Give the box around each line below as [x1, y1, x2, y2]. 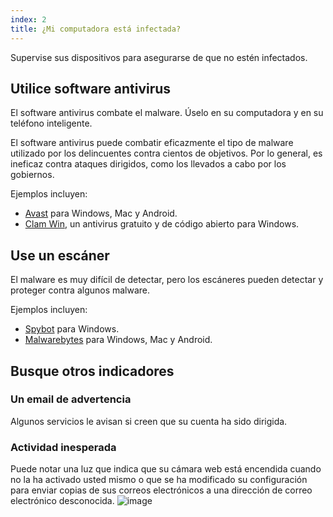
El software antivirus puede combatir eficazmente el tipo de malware [10, 137, 294, 149]
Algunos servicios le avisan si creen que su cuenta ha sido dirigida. [10, 415, 288, 427]
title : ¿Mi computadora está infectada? [10, 24, 182, 34]
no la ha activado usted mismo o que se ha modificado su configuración [10, 474, 308, 486]
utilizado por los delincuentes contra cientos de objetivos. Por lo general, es [10, 147, 323, 160]
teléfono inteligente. [10, 117, 93, 130]
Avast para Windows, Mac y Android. [24, 207, 178, 220]
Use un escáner [10, 247, 110, 264]
